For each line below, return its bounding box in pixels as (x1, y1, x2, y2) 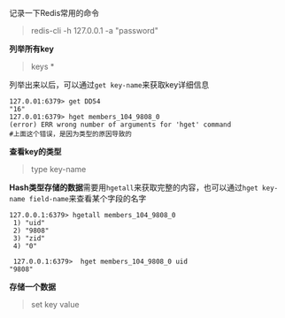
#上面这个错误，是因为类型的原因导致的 (9, 130, 133, 139)
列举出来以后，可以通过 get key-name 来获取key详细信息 (9, 79, 210, 90)
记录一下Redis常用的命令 (9, 8, 100, 18)
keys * (30, 61, 55, 72)
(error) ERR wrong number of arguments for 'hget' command (9, 120, 232, 129)
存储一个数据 (9, 282, 56, 291)
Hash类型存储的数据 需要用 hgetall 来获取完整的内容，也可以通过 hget (9, 182, 258, 193)
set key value (30, 299, 80, 309)
